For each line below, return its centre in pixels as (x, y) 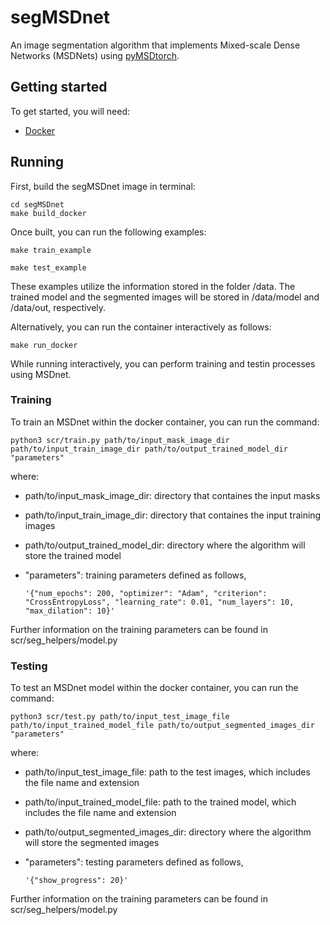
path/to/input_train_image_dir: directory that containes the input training (173, 515)
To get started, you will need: (70, 111)
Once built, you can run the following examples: (108, 232)
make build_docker (48, 213)
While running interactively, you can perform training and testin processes (163, 363)
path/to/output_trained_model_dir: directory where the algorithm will (165, 545)
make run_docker (44, 345)
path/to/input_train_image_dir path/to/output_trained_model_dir (149, 449)
